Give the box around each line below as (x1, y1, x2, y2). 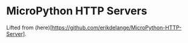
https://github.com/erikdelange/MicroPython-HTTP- (51, 24, 182, 31)
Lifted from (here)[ (6, 24, 53, 31)
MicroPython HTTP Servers (6, 4, 147, 18)
